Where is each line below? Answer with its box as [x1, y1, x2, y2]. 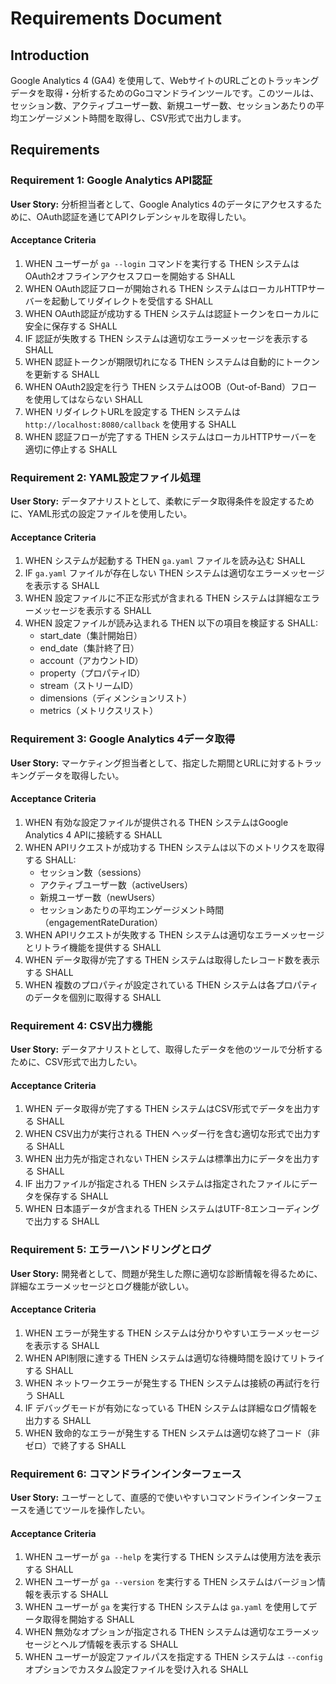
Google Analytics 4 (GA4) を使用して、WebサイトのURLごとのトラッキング [10, 75, 320, 86]
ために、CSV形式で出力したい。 [10, 1056, 143, 1068]
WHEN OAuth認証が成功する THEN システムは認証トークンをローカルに [24, 307, 320, 319]
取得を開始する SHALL [42, 1613, 135, 1626]
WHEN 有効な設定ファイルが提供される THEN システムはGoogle [24, 816, 289, 828]
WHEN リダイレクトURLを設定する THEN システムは [24, 405, 242, 417]
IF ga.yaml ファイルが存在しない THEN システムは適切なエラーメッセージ [24, 567, 325, 579]
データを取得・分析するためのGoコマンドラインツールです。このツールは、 [10, 87, 320, 99]
